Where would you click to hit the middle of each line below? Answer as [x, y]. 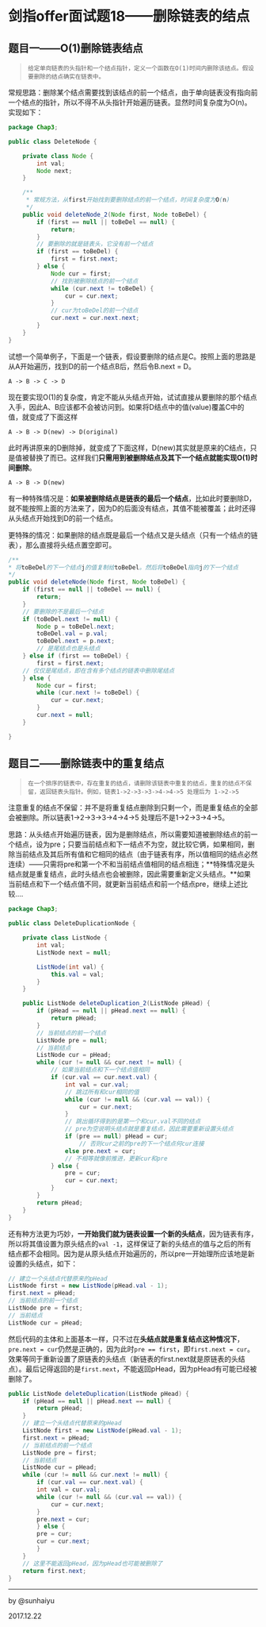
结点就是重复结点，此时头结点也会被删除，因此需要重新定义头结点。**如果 [130, 874]
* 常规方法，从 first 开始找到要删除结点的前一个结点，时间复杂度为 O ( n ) [128, 200]
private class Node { [58, 156]
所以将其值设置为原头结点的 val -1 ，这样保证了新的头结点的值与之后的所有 [130, 1243]
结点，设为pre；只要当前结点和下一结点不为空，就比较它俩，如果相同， [131, 844]
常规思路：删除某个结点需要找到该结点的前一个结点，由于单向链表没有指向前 [133, 93]
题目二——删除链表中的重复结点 [86, 763]
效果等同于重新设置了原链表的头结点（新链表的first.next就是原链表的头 [123, 1359]
